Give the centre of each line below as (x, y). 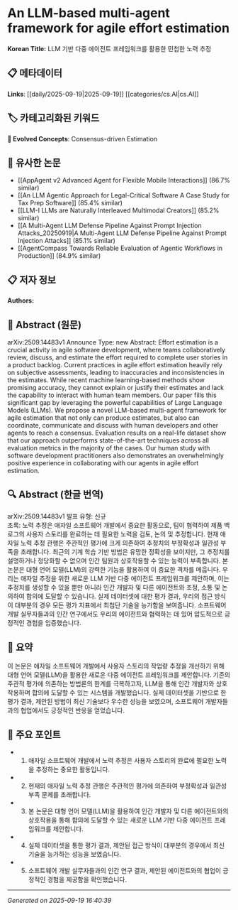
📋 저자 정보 (32, 280)
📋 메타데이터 (35, 74)
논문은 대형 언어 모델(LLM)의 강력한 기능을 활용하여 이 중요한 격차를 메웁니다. (114, 569)
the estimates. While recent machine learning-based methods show (106, 380)
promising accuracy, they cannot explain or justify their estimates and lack (116, 388)
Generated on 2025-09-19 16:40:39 (59, 901)
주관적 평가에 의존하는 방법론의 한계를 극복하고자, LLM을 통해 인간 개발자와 (111, 683)
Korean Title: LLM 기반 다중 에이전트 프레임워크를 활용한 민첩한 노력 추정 (109, 48)
